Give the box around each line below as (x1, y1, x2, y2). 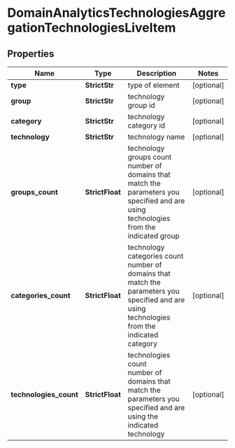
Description (136, 69, 177, 78)
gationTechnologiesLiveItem (7, 20, 176, 36)
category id (127, 121, 166, 130)
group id (127, 100, 155, 110)
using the (127, 412, 159, 421)
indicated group (127, 231, 180, 240)
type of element (127, 81, 180, 90)
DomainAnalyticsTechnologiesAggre (7, 5, 226, 21)
